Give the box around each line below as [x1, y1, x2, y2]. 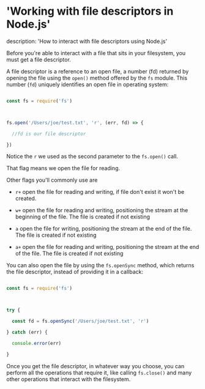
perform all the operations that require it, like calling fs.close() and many [6, 369, 192, 376]
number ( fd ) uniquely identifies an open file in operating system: [6, 81, 169, 88]
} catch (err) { [6, 329, 48, 336]
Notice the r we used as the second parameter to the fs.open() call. [6, 153, 179, 160]
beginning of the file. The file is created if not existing [15, 213, 151, 221]
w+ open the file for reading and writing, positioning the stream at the [15, 207, 188, 214]
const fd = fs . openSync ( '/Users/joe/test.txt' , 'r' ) [12, 318, 149, 325]
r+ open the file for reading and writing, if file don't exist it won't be [15, 188, 185, 196]
